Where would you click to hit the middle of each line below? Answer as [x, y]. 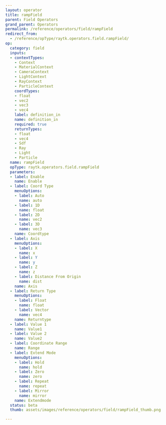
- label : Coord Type [32, 186]
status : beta [24, 405]
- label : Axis [25, 239]
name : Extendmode [33, 400]
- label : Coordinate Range [39, 344]
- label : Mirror [32, 391]
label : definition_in [37, 115]
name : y [27, 262]
